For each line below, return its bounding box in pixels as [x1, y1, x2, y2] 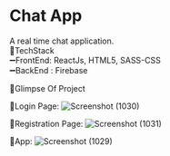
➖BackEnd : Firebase [9, 64, 88, 75]
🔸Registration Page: [9, 118, 84, 129]
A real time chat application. [9, 35, 115, 46]
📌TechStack [9, 44, 55, 55]
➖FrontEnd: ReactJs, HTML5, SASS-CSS [9, 54, 161, 65]
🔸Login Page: [9, 101, 60, 112]
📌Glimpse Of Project [9, 83, 86, 93]
